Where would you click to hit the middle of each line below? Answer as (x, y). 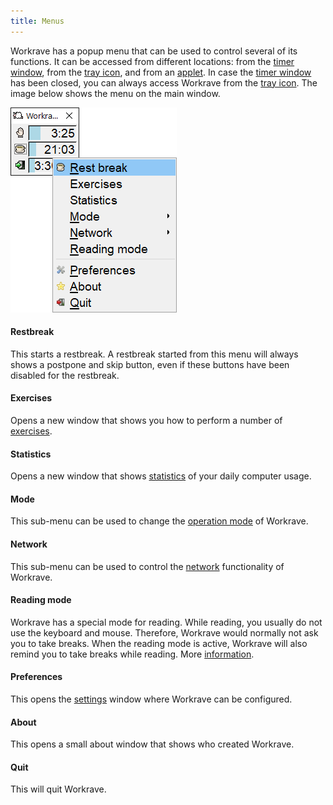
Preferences (36, 677)
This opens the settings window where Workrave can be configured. (151, 699)
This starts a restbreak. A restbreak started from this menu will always (154, 354)
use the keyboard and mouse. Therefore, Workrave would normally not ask (164, 632)
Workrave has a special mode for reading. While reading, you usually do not (166, 622)
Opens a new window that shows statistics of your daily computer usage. (161, 476)
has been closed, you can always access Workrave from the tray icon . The (164, 82)
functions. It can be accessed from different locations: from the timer (152, 61)
